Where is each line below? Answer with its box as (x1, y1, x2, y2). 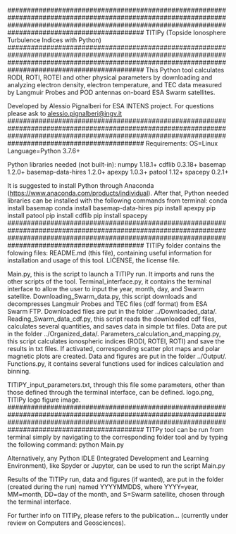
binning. (7, 367, 31, 375)
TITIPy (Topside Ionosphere (145, 28, 227, 37)
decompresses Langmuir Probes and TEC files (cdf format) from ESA (7, 300, 208, 308)
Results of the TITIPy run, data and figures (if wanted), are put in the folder (7, 475, 224, 483)
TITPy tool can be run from (145, 426, 224, 433)
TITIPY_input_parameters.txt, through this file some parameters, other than (7, 381, 225, 389)
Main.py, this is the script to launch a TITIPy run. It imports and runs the (7, 270, 215, 278)
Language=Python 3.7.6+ (7, 147, 81, 155)
